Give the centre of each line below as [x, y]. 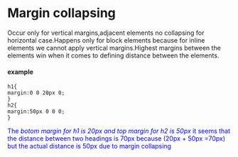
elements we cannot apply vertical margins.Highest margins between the [114, 48]
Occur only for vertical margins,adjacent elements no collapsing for [106, 33]
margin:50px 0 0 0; [36, 112]
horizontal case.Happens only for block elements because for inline [106, 40]
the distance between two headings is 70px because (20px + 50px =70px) [117, 139]
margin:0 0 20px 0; [36, 93]
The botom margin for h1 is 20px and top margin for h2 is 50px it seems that [119, 131]
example [21, 72]
